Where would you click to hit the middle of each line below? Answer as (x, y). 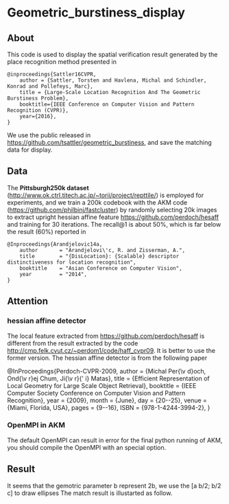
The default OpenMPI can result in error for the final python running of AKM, (115, 440)
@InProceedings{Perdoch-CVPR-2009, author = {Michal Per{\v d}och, (107, 371)
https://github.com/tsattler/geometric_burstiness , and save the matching (110, 142)
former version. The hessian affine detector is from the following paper (107, 358)
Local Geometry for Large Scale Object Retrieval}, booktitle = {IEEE (102, 385)
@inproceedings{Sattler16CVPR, (52, 74)
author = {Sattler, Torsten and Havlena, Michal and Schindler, (113, 80)
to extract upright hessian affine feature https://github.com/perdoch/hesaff (113, 217)
